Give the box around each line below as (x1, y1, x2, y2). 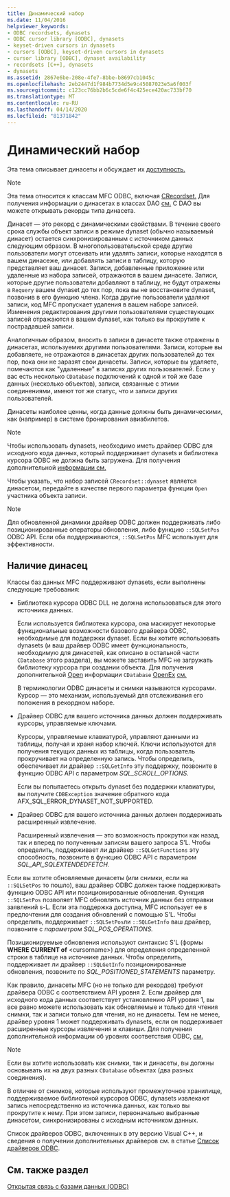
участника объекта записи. (7, 491, 87, 499)
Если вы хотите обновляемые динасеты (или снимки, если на (7, 874, 189, 882)
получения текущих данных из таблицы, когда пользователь (16, 747, 196, 756)
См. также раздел (7, 1164, 89, 1176)
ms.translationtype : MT (7, 94, 76, 101)
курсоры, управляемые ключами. (16, 719, 117, 727)
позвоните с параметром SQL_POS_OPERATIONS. (7, 925, 153, 933)
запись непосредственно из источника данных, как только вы (7, 1101, 190, 1110)
